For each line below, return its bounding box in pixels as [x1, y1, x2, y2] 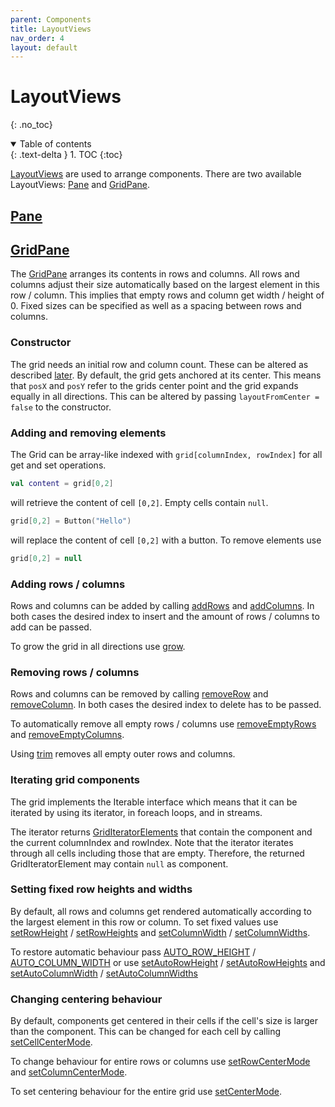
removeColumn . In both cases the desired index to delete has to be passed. [10, 699, 322, 711]
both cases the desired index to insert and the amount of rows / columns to [10, 610, 320, 622]
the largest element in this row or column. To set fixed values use [10, 916, 279, 928]
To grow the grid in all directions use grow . [10, 640, 186, 652]
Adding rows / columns [10, 577, 126, 591]
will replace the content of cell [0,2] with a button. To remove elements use [10, 534, 322, 546]
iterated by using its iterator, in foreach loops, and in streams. [10, 806, 263, 818]
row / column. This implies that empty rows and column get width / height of [10, 289, 325, 301]
